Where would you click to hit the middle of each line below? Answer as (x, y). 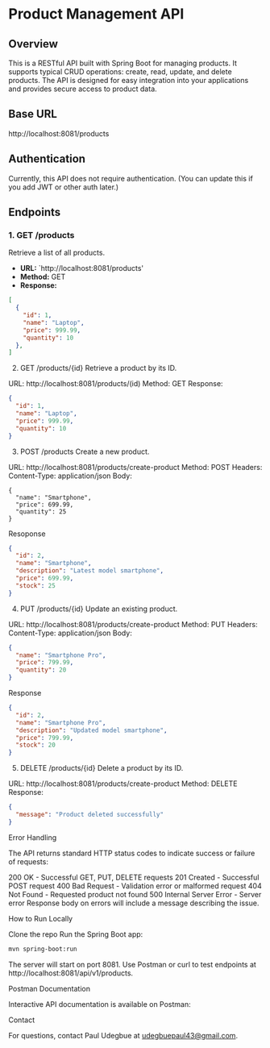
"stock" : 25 (36, 585)
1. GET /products (42, 235)
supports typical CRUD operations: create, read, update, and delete (120, 72)
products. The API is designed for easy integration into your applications (129, 80)
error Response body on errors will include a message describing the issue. (134, 903)
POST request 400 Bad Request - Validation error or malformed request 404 (135, 886)
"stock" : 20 (36, 745)
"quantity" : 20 (41, 670)
